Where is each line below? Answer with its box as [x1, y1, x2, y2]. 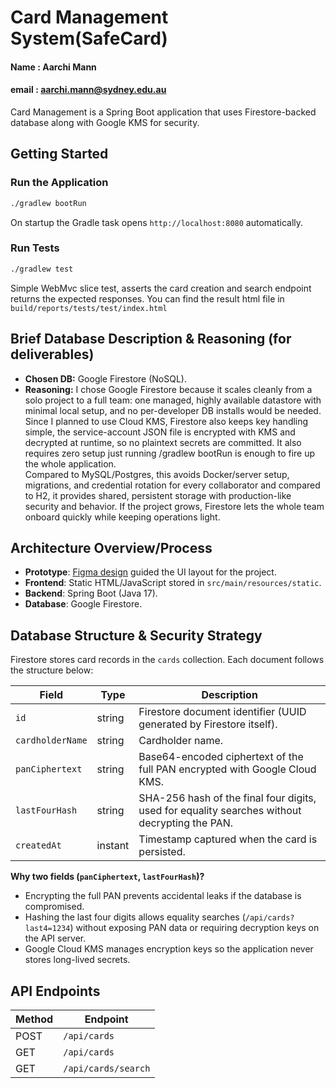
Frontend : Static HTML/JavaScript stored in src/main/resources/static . [24, 577, 322, 589]
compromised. [24, 901, 85, 913]
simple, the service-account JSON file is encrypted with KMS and [24, 426, 296, 438]
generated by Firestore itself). [138, 717, 278, 731]
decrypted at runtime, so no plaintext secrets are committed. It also [24, 436, 302, 448]
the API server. [24, 932, 87, 945]
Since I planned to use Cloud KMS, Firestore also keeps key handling [24, 415, 309, 427]
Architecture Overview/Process [10, 539, 213, 556]
